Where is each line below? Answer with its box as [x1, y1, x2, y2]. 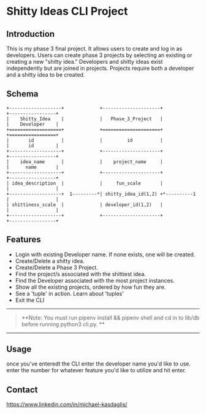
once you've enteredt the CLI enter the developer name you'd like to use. [6, 360, 191, 367]
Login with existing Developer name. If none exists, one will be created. [15, 250, 196, 258]
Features [6, 234, 41, 245]
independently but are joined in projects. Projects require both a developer [6, 64, 194, 72]
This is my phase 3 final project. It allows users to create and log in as [6, 45, 183, 52]
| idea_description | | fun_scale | [6, 180, 164, 186]
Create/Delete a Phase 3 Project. [15, 264, 98, 271]
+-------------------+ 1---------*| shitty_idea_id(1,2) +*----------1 [6, 191, 196, 197]
